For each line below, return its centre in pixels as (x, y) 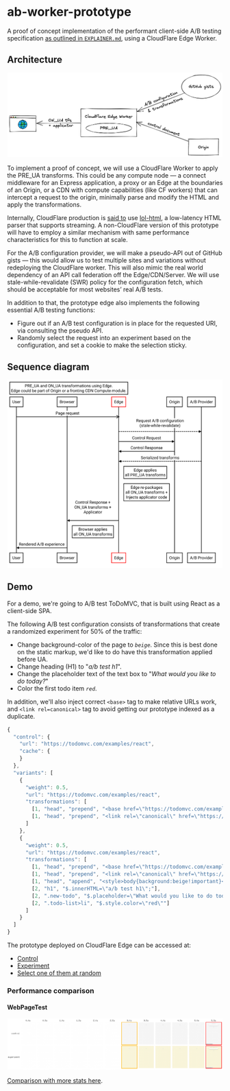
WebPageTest (27, 1007)
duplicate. (21, 716)
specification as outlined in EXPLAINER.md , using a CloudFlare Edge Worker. (112, 38)
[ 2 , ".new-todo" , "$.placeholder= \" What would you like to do (122, 896)
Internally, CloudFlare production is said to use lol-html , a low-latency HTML (114, 218)
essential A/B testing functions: (51, 310)
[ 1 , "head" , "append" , (64, 882)
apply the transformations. (44, 205)
